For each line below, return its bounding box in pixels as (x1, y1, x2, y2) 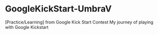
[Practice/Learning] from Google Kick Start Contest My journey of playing (5, 19, 154, 25)
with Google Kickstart (5, 24, 49, 30)
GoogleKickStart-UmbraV (5, 3, 112, 14)
